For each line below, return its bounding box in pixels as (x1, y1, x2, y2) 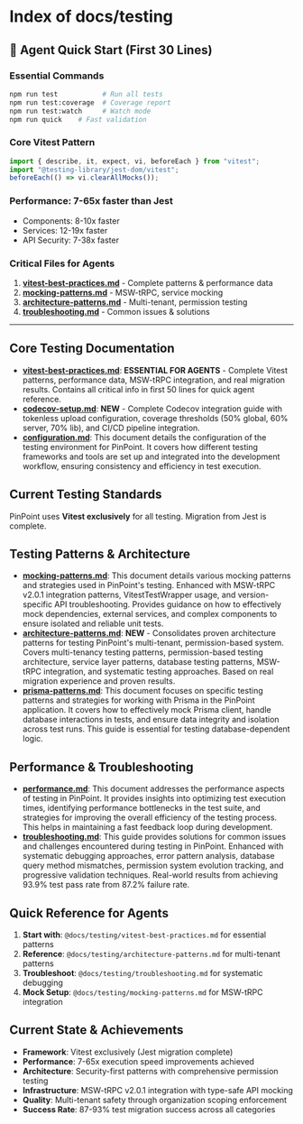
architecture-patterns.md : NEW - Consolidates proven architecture (22, 628, 277, 639)
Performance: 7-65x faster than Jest (9, 195, 174, 207)
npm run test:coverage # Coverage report (9, 97, 171, 107)
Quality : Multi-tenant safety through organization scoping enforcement (22, 1094, 287, 1105)
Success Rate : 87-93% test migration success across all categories (22, 1103, 276, 1115)
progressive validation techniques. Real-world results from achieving (22, 870, 279, 880)
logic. (22, 733, 43, 744)
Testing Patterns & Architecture (9, 546, 191, 561)
